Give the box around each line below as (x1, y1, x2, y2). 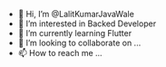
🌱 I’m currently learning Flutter (17, 28, 132, 38)
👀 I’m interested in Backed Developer (17, 18, 157, 29)
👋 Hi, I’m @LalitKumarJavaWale (17, 9, 134, 19)
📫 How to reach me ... (17, 48, 103, 58)
